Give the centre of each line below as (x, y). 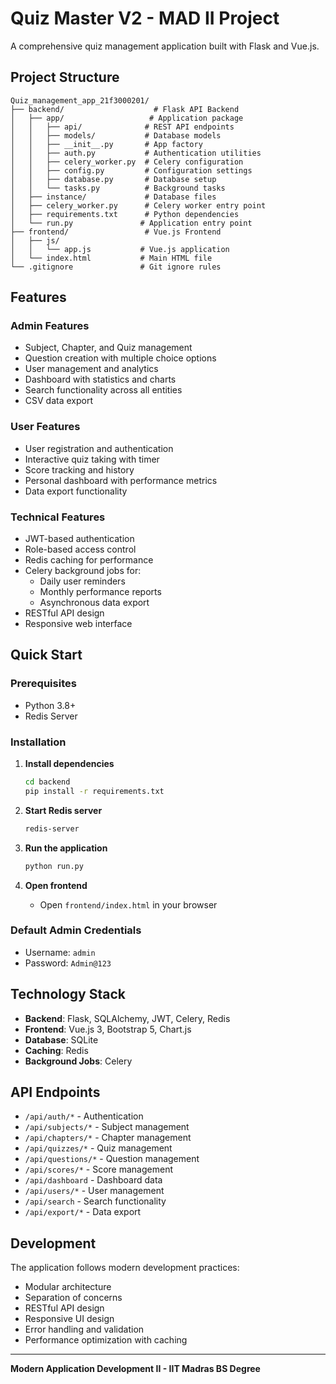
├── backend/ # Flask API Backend (125, 109)
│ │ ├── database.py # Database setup (113, 179)
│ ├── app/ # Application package (127, 118)
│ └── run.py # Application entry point (131, 223)
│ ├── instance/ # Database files (113, 197)
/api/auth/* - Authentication (84, 1116)
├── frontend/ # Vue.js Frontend (116, 232)
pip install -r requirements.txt (94, 791)
